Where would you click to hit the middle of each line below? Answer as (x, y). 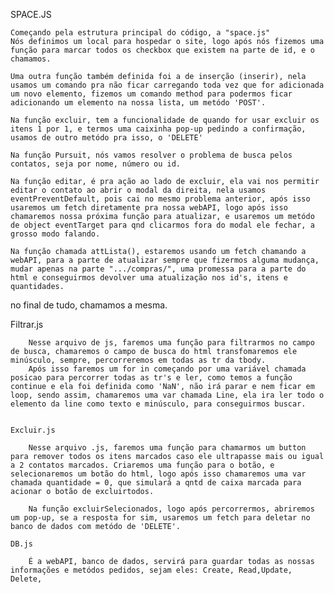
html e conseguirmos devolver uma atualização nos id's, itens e (149, 278)
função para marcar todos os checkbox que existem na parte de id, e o (162, 50)
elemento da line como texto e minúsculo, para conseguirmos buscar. (158, 404)
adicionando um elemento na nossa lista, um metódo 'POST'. (138, 103)
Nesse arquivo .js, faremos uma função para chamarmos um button (167, 448)
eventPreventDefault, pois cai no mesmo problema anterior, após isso (160, 199)
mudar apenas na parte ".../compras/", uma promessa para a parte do (158, 269)
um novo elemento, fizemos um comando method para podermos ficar (151, 94)
